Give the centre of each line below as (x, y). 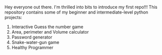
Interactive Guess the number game (47, 27)
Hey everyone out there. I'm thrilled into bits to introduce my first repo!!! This (81, 7)
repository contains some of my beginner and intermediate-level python (76, 12)
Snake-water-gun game (35, 42)
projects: (13, 17)
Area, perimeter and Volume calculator (50, 32)
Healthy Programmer (32, 47)
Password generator (32, 37)
